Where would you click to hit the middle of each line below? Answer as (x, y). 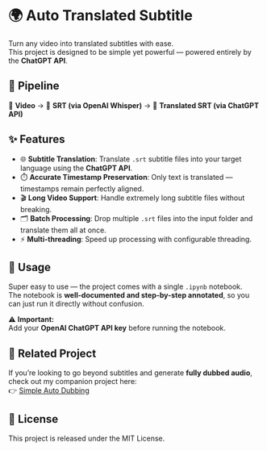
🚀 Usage (29, 267)
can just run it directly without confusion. (76, 304)
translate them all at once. (63, 230)
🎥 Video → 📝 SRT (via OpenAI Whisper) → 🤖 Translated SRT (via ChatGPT (134, 105)
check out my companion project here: (73, 382)
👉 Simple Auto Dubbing (49, 390)
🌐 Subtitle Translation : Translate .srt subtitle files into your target (131, 159)
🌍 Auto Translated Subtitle (101, 16)
